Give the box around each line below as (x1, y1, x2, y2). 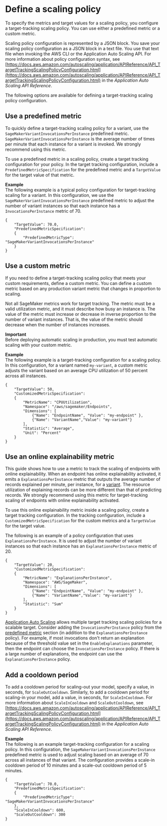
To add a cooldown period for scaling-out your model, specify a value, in (5, 684, 154, 690)
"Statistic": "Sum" (23, 602, 64, 607)
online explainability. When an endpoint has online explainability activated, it (5, 471, 161, 477)
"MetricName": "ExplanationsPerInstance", (23, 575, 112, 581)
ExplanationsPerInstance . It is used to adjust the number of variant (5, 538, 142, 544)
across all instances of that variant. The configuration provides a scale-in (5, 757, 155, 763)
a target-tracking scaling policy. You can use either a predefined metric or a (5, 25, 160, 31)
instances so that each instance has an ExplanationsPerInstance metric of (5, 543, 158, 549)
